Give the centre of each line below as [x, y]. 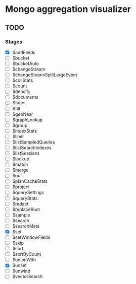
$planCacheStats [30, 181]
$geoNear [23, 114]
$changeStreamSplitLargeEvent [45, 75]
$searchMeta [26, 226]
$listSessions [26, 153]
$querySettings [28, 193]
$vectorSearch [27, 277]
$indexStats [24, 131]
